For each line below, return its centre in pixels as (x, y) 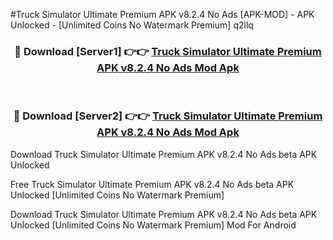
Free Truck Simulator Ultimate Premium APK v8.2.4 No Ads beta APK (152, 184)
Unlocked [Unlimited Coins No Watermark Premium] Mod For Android (153, 225)
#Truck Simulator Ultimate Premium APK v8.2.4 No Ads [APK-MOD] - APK (162, 14)
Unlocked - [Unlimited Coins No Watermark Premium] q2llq (132, 25)
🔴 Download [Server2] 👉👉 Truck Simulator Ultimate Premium (168, 116)
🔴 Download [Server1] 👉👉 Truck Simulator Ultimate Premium (168, 51)
